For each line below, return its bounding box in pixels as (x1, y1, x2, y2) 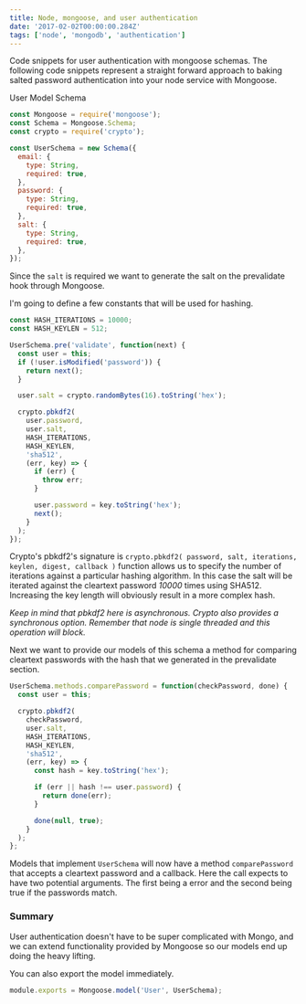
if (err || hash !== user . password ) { (33, 783, 182, 792)
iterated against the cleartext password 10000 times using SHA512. (9, 580, 262, 591)
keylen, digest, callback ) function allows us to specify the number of (9, 561, 282, 572)
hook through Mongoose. (9, 280, 105, 291)
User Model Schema (9, 92, 87, 103)
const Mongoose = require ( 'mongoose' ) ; (9, 111, 162, 120)
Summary (9, 910, 55, 923)
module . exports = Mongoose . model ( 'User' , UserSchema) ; (9, 986, 223, 995)
